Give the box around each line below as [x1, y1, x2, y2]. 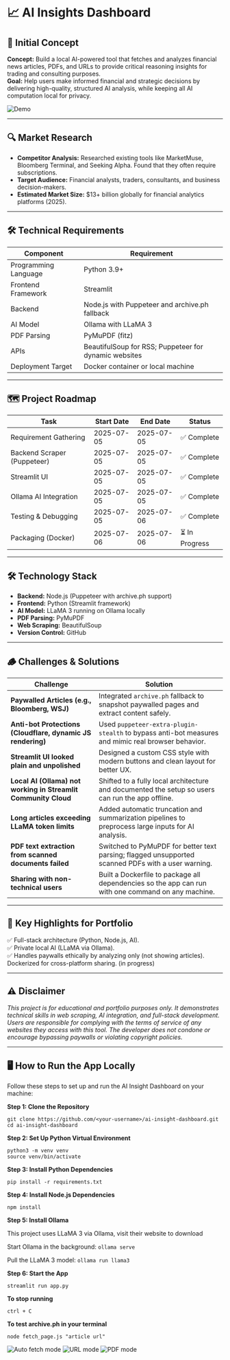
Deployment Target [10, 361, 73, 371]
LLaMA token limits [10, 822, 75, 832]
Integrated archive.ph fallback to [99, 691, 204, 701]
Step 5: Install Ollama [7, 1216, 69, 1224]
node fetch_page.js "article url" [7, 1333, 106, 1340]
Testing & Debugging [10, 512, 79, 522]
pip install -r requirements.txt [7, 1179, 103, 1185]
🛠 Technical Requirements [7, 225, 125, 236]
